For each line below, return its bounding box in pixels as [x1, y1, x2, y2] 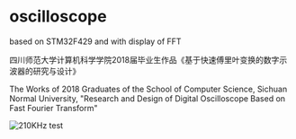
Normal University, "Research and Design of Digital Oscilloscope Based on [9, 92, 286, 104]
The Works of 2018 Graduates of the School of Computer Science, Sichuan [9, 83, 288, 94]
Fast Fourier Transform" [9, 102, 98, 113]
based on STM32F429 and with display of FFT [9, 36, 182, 47]
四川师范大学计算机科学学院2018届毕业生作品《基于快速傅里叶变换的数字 [9, 54, 280, 65]
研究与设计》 [32, 65, 81, 76]
